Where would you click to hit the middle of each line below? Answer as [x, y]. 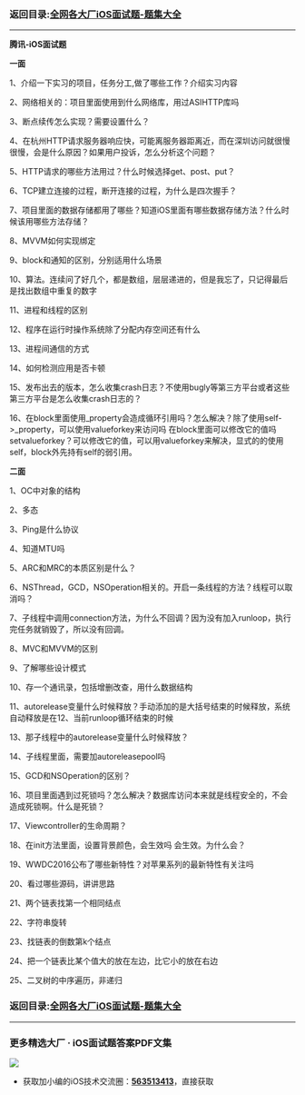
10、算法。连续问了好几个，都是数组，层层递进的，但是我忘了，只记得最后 [149, 280]
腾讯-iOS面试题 [38, 45]
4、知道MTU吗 [37, 549]
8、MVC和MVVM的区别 [54, 649]
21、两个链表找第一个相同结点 [65, 903]
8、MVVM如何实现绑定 [53, 241]
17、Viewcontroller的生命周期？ [68, 826]
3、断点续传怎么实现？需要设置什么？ [79, 122]
